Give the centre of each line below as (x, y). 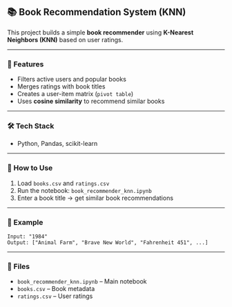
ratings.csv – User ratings (55, 296)
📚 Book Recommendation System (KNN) (97, 12)
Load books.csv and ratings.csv (63, 183)
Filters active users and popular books (71, 80)
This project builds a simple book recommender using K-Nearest (100, 32)
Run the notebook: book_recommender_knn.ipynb (84, 190)
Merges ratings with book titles (61, 86)
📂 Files (18, 266)
